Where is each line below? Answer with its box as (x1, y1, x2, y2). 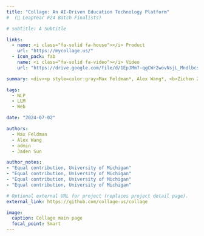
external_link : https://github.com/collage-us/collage (6, 198, 148, 204)
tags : (6, 86, 20, 93)
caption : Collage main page (12, 215, 83, 221)
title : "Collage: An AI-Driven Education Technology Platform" (6, 9, 170, 15)
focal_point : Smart (12, 221, 61, 227)
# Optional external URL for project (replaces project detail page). (6, 193, 189, 199)
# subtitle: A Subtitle (6, 26, 67, 32)
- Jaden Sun (12, 148, 42, 154)
